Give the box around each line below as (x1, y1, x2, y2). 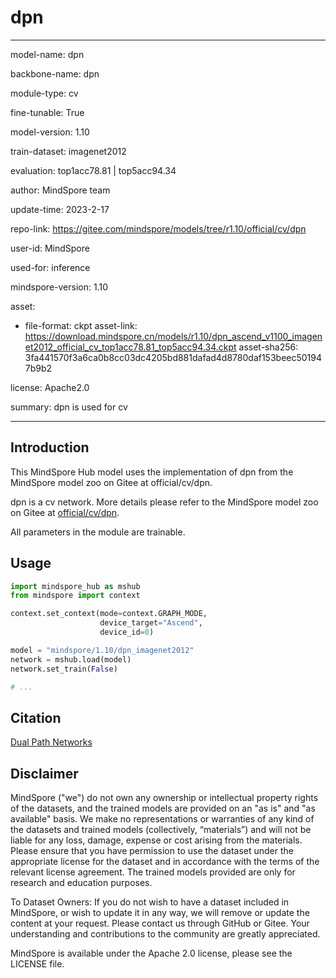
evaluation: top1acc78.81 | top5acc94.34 (10, 164, 177, 176)
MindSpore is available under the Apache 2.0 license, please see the (10, 947, 293, 960)
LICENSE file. (10, 958, 65, 970)
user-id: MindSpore (10, 242, 90, 254)
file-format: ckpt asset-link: (24, 319, 138, 331)
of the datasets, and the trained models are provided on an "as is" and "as (10, 802, 316, 815)
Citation (10, 709, 62, 726)
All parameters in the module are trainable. (10, 526, 186, 538)
